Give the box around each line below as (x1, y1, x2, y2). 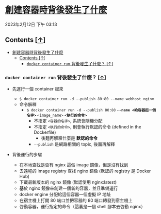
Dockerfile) (33, 129, 56, 135)
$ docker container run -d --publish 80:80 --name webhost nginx (19, 97, 154, 102)
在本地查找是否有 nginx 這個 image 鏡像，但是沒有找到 (19, 162, 129, 168)
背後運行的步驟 (12, 152, 42, 158)
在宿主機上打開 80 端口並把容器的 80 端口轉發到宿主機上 (19, 197, 133, 203)
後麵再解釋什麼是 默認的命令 (41, 135, 98, 141)
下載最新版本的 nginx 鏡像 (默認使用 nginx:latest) (19, 179, 117, 185)
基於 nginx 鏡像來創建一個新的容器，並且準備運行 (19, 185, 118, 191)
